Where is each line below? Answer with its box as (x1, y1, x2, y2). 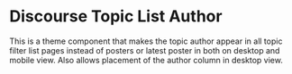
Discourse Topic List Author (9, 6, 223, 27)
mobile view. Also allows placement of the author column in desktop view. (9, 54, 284, 65)
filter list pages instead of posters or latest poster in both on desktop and (9, 45, 280, 55)
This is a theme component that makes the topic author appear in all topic (9, 36, 283, 46)
